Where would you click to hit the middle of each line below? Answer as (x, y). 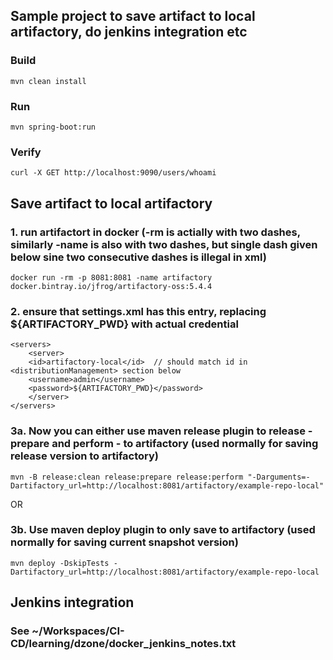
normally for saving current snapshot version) (124, 542)
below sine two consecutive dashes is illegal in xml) (138, 257)
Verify (26, 152)
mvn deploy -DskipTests (60, 563)
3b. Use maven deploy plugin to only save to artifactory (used (163, 530)
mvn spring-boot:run (53, 127)
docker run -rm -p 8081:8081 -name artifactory (111, 277)
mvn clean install (48, 81)
